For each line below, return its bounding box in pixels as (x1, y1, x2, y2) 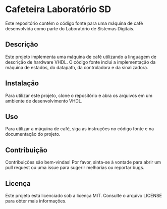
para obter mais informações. (5, 198, 67, 204)
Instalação (5, 79, 39, 88)
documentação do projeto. (5, 131, 61, 137)
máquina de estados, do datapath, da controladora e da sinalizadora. (5, 64, 148, 70)
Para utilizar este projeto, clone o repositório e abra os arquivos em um (5, 92, 153, 98)
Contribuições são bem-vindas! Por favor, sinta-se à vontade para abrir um (5, 159, 161, 165)
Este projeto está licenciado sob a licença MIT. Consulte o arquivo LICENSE (5, 193, 162, 198)
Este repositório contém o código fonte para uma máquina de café (5, 20, 143, 26)
